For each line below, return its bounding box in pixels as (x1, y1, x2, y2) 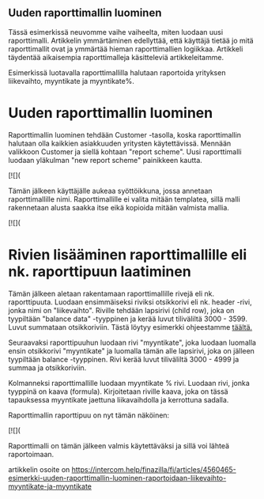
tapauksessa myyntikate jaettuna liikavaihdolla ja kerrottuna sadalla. (8, 395, 229, 404)
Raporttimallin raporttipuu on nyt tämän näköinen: (8, 410, 170, 420)
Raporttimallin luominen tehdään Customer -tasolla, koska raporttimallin (8, 130, 242, 139)
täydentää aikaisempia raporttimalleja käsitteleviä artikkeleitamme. (8, 52, 224, 62)
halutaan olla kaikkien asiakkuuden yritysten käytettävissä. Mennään (8, 138, 232, 148)
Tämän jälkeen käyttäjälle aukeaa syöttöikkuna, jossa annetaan (8, 186, 213, 195)
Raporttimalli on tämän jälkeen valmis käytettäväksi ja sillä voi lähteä (8, 440, 230, 450)
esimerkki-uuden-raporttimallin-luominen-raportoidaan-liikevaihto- (8, 473, 227, 482)
